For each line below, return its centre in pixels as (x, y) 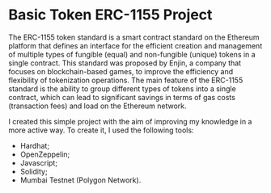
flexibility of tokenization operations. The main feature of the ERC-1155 (126, 80)
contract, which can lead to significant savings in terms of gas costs (122, 97)
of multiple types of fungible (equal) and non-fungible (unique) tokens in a (132, 54)
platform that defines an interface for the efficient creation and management (135, 45)
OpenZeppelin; (45, 154)
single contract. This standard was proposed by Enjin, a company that (125, 63)
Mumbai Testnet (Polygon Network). (80, 180)
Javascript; (39, 162)
